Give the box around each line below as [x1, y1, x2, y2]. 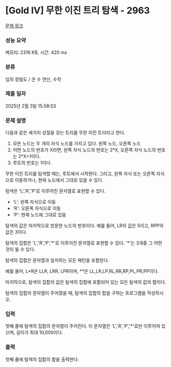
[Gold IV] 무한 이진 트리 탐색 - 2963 [5, 5, 150, 16]
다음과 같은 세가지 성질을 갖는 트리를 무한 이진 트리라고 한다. [5, 129, 125, 136]
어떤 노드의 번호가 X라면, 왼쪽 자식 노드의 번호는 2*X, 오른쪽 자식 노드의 [12, 147, 156, 153]
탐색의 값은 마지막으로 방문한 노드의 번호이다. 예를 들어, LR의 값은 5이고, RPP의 [5, 223, 164, 229]
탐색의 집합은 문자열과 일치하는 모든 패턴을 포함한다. [5, 257, 109, 263]
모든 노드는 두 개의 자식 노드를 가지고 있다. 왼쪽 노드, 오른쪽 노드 [12, 141, 141, 147]
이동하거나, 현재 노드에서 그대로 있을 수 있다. [14, 177, 104, 183]
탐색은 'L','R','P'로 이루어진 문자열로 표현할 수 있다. [5, 188, 106, 194]
